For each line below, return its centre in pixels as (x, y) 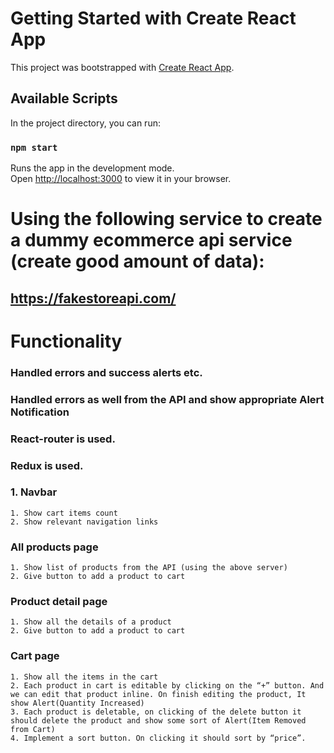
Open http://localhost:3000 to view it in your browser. (121, 179)
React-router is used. (63, 439)
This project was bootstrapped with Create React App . (122, 67)
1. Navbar (34, 492)
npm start (34, 147)
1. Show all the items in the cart (84, 677)
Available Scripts (64, 98)
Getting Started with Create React (153, 18)
